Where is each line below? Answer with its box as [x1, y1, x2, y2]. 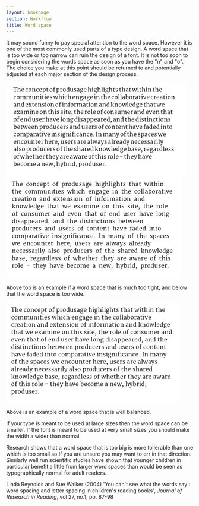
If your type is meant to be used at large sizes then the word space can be [6, 420, 188, 427]
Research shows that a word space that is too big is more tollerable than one [6, 444, 194, 451]
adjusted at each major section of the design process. [6, 71, 138, 78]
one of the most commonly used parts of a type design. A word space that [6, 45, 188, 53]
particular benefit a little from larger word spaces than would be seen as [6, 463, 183, 470]
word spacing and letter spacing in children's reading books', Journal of [6, 487, 182, 494]
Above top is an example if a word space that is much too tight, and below [6, 284, 188, 291]
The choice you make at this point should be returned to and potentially [6, 64, 181, 71]
